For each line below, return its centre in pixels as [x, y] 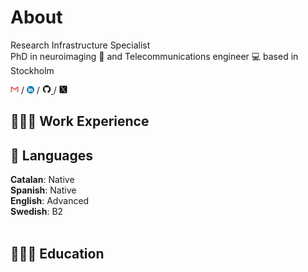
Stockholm [32, 70]
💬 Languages [51, 155]
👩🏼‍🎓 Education [57, 253]
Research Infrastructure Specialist [80, 45]
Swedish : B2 [37, 212]
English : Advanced [50, 201]
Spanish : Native [43, 190]
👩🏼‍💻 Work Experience [80, 121]
